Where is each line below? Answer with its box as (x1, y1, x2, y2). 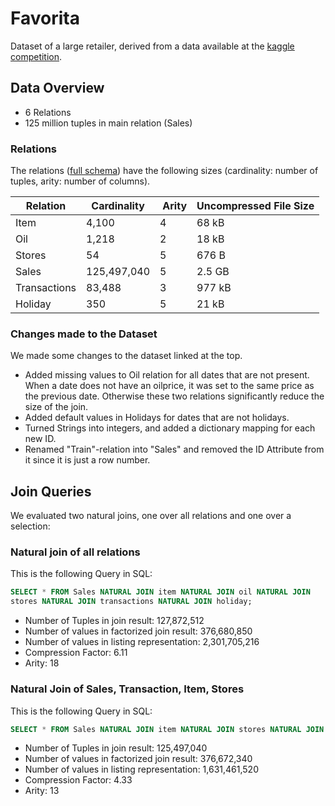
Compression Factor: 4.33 (24, 774, 133, 786)
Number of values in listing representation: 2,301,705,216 (24, 636, 260, 648)
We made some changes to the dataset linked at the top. (10, 350, 243, 362)
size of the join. (24, 401, 89, 413)
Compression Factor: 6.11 (24, 647, 128, 659)
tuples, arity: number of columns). (10, 175, 151, 187)
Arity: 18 (24, 657, 60, 669)
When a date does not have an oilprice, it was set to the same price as (24, 380, 315, 392)
